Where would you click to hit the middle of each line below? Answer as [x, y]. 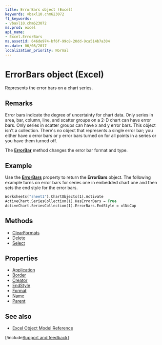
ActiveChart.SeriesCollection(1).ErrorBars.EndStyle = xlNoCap [71, 206]
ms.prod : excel [20, 28]
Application [24, 270]
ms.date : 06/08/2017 [26, 46]
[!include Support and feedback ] [37, 338]
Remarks [19, 103]
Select [19, 243]
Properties [21, 258]
